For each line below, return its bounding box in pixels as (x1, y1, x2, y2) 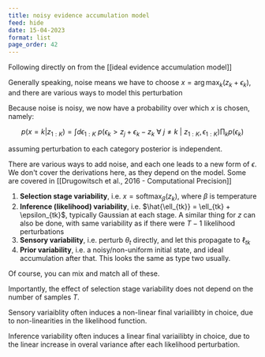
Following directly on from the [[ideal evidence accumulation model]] (8, 62, 233, 72)
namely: (8, 111, 34, 121)
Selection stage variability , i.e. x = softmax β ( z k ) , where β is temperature (19, 191, 257, 203)
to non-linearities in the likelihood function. (8, 316, 147, 325)
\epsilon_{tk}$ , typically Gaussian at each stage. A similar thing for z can (19, 210, 256, 219)
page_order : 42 (8, 41, 58, 49)
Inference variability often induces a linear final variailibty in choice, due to (8, 332, 250, 341)
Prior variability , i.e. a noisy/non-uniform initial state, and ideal (19, 245, 224, 255)
